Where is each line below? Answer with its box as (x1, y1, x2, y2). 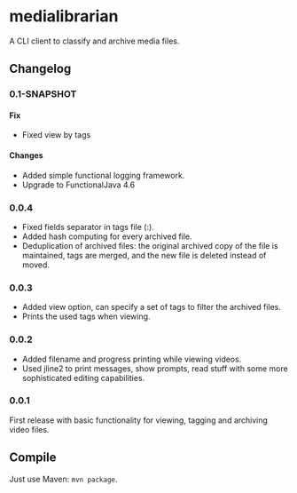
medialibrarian (9, 6, 119, 27)
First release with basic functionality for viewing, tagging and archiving (9, 415, 269, 425)
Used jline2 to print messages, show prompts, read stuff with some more (21, 362, 288, 374)
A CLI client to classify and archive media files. (9, 36, 180, 46)
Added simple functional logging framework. (21, 170, 185, 180)
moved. (21, 259, 51, 270)
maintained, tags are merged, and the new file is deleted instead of (21, 250, 267, 260)
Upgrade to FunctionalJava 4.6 (21, 179, 136, 190)
